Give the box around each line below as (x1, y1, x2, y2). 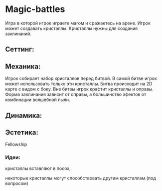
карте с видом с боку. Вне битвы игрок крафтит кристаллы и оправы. (5, 86, 154, 92)
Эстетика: (5, 128, 38, 136)
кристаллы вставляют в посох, (5, 165, 71, 171)
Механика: (5, 62, 41, 70)
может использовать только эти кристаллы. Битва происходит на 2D (5, 81, 153, 87)
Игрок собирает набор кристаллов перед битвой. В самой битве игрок (5, 75, 157, 81)
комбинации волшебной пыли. (5, 96, 71, 103)
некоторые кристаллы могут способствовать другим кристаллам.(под (5, 175, 156, 181)
